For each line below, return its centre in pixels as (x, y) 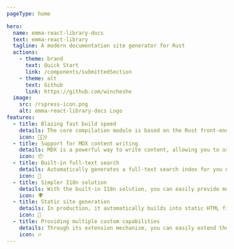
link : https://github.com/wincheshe (78, 92)
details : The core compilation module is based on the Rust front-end (124, 130)
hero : (14, 26)
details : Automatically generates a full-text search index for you (121, 169)
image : (22, 98)
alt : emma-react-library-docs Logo (71, 111)
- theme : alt (38, 78)
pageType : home (29, 14)
